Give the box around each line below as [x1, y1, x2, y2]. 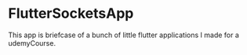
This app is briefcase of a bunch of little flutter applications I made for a [8, 30, 239, 40]
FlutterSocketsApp [8, 5, 134, 22]
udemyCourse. [8, 38, 56, 47]
